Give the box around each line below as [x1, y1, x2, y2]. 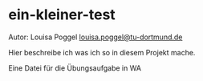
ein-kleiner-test [8, 6, 116, 24]
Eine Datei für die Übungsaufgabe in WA [8, 63, 142, 73]
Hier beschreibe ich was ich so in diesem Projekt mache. [8, 47, 196, 57]
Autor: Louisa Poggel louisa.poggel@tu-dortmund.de [8, 32, 183, 42]
